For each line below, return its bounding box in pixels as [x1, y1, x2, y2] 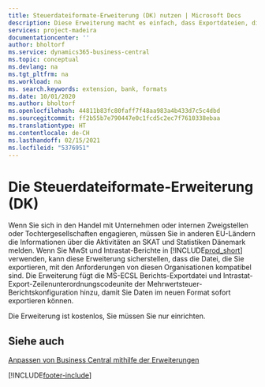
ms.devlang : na [8, 63, 58, 71]
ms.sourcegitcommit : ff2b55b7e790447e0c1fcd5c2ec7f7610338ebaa [8, 115, 221, 122]
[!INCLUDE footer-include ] [8, 370, 92, 380]
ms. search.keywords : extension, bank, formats [8, 85, 168, 93]
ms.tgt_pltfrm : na [8, 70, 69, 78]
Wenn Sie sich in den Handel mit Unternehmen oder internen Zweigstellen [8, 220, 248, 230]
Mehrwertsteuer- [147, 280, 203, 289]
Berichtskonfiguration [8, 287, 79, 297]
